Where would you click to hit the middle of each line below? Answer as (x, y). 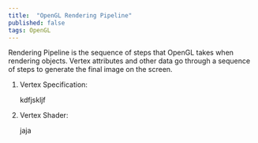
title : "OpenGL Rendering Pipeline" (70, 15)
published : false (37, 23)
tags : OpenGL (30, 30)
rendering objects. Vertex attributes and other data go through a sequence (129, 61)
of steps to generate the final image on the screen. (90, 70)
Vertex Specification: (54, 85)
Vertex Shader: (44, 115)
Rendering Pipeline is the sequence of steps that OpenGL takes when (121, 53)
